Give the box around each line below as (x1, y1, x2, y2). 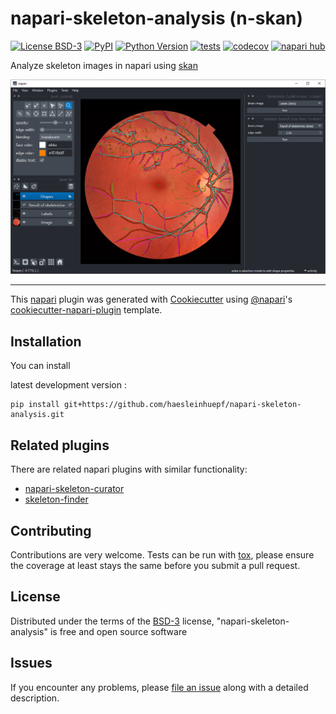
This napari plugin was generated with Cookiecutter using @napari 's (10, 293, 293, 306)
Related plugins (10, 437, 110, 454)
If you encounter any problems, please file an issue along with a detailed (10, 681, 309, 693)
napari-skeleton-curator (24, 483, 125, 495)
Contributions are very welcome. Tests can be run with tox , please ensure (10, 548, 315, 561)
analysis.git (10, 410, 65, 420)
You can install (10, 360, 71, 372)
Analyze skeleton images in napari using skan (10, 59, 198, 71)
